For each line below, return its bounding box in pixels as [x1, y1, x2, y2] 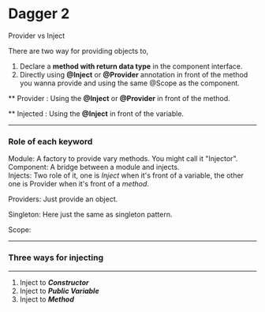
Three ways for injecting [8, 252, 104, 263]
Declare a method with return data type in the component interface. [19, 61, 243, 71]
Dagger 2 [8, 5, 70, 23]
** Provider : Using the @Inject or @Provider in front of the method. [8, 93, 230, 103]
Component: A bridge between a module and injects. [8, 163, 180, 172]
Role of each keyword [8, 136, 93, 147]
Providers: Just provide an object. [8, 194, 118, 204]
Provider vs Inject [8, 31, 65, 40]
